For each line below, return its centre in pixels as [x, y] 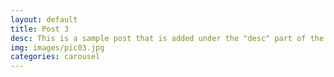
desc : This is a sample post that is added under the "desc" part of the [167, 38]
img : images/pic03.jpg [57, 47]
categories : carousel [55, 57]
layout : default [44, 19]
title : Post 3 [40, 29]
